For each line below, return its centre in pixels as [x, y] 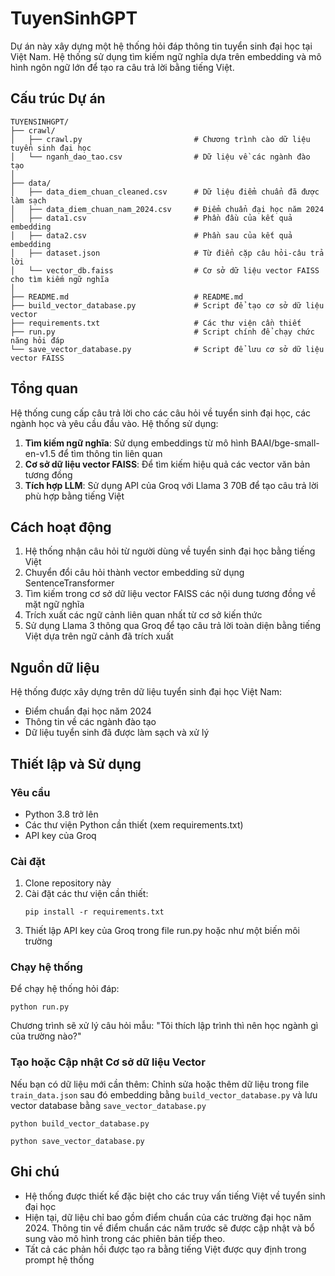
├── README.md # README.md [127, 297]
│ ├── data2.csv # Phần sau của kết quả [151, 235]
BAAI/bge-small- [285, 443]
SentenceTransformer [69, 583]
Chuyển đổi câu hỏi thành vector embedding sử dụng [134, 573]
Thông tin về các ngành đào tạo [90, 722]
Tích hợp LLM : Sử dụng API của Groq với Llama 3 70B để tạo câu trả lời [171, 485]
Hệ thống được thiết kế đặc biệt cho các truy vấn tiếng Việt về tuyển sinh [175, 1196]
